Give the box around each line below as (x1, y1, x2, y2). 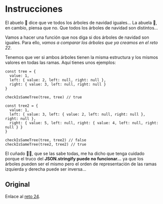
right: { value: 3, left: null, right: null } (9, 82, 106, 87)
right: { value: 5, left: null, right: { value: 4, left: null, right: (9, 120, 159, 126)
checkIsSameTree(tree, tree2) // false (5, 137, 87, 143)
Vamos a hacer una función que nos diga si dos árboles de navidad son (5, 34, 149, 40)
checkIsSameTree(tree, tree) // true (5, 95, 82, 100)
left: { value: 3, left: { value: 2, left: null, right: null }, (9, 112, 146, 117)
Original (5, 180, 30, 189)
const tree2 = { (5, 103, 38, 108)
